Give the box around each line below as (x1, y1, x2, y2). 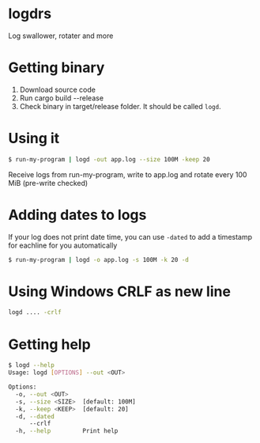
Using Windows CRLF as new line (8, 282, 232, 301)
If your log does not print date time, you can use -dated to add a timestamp (8, 232, 253, 241)
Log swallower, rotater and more (8, 31, 114, 40)
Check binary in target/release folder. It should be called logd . (19, 101, 221, 111)
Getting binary (8, 59, 105, 77)
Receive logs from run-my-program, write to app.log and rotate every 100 (8, 169, 247, 179)
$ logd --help (8, 362, 55, 369)
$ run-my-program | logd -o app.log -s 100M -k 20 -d (8, 256, 190, 263)
